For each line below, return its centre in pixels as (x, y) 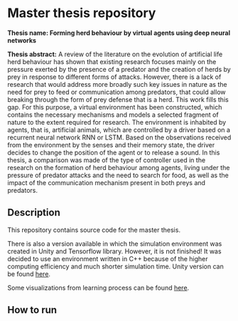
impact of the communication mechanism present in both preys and (107, 182)
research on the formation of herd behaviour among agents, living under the (119, 167)
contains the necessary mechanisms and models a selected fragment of (113, 115)
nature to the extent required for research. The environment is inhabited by (117, 122)
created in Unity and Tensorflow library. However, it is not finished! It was (114, 251)
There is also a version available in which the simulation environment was (115, 243)
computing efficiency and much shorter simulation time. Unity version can (115, 266)
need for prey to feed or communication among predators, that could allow (117, 92)
